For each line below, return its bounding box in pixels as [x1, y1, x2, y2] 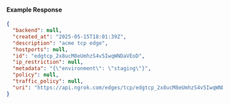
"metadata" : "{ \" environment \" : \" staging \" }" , [12, 65, 152, 72]
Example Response [6, 5, 62, 14]
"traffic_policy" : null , [12, 78, 84, 85]
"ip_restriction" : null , [12, 59, 84, 66]
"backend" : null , [12, 27, 62, 34]
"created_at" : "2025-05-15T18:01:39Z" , [12, 33, 127, 40]
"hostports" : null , [12, 46, 69, 53]
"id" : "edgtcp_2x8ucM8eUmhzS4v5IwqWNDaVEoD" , [12, 52, 146, 60]
